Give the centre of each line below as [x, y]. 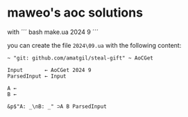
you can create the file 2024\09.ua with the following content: [94, 45]
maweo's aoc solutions [75, 13]
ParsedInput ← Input [37, 76]
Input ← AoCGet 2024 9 [49, 70]
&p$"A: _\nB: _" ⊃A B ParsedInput [57, 106]
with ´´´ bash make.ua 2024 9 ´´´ [53, 32]
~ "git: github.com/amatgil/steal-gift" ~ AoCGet [80, 58]
